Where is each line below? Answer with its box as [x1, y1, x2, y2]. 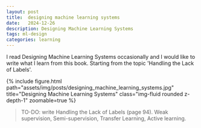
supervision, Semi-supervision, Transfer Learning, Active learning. [21, 115, 187, 122]
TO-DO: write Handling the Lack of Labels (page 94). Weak [21, 109, 169, 115]
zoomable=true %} [29, 97, 77, 104]
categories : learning [6, 37, 61, 43]
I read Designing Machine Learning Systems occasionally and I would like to [6, 53, 196, 60]
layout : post [6, 8, 39, 15]
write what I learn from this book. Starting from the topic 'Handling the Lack [6, 59, 194, 67]
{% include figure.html [6, 78, 62, 85]
